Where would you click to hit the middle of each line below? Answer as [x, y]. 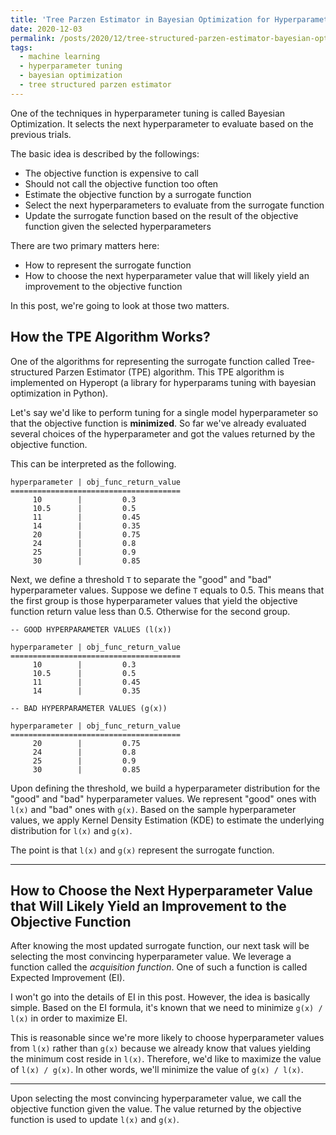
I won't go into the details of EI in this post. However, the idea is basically [160, 997]
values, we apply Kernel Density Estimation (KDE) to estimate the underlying [167, 820]
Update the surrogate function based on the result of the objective [161, 215]
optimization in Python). [59, 393]
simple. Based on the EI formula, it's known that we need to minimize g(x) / [166, 1008]
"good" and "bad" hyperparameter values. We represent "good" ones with [163, 798]
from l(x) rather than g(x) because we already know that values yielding [161, 1048]
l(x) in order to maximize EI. [69, 1018]
